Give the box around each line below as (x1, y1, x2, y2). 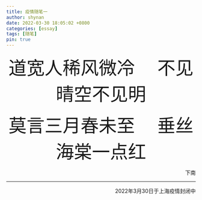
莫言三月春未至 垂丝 (8, 116, 194, 136)
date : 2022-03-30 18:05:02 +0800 (6, 20, 90, 26)
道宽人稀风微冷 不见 (8, 58, 194, 78)
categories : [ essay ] (6, 25, 58, 32)
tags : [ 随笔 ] (6, 31, 37, 37)
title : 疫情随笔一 (6, 8, 48, 15)
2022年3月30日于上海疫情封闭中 (115, 187, 196, 195)
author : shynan (6, 14, 44, 20)
